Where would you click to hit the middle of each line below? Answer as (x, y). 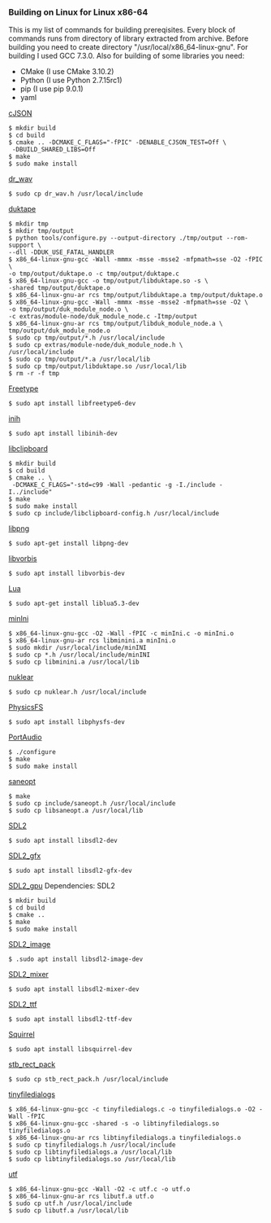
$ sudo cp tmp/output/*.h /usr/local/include (86, 338)
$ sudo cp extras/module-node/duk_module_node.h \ (96, 345)
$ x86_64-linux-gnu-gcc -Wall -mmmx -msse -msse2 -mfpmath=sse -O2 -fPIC (136, 260)
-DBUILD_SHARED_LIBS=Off (54, 150)
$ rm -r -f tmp (34, 374)
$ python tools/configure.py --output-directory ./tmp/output (116, 239)
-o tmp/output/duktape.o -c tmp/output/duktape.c (94, 274)
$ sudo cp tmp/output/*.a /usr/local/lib (80, 359)
